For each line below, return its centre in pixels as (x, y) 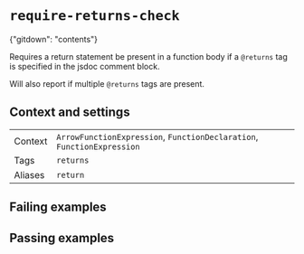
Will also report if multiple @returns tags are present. (107, 83)
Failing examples (58, 207)
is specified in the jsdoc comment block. (85, 66)
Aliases (29, 174)
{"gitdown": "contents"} (53, 39)
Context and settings (70, 113)
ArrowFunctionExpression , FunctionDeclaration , (157, 136)
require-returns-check (95, 16)
